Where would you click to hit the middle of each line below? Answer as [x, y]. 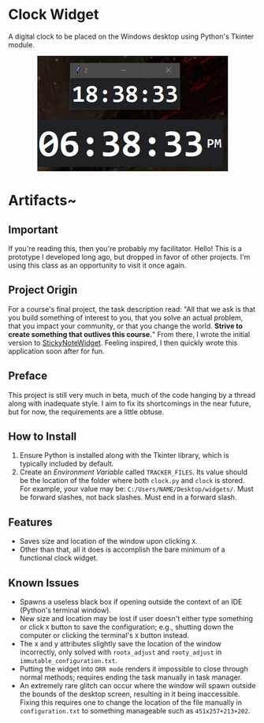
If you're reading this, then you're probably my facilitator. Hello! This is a [125, 248]
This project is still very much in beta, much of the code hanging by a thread [132, 395]
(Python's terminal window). [65, 610]
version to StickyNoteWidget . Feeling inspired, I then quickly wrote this [123, 343]
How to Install [43, 436]
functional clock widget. [59, 558]
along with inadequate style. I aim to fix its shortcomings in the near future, [130, 403]
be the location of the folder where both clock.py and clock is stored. [132, 481]
